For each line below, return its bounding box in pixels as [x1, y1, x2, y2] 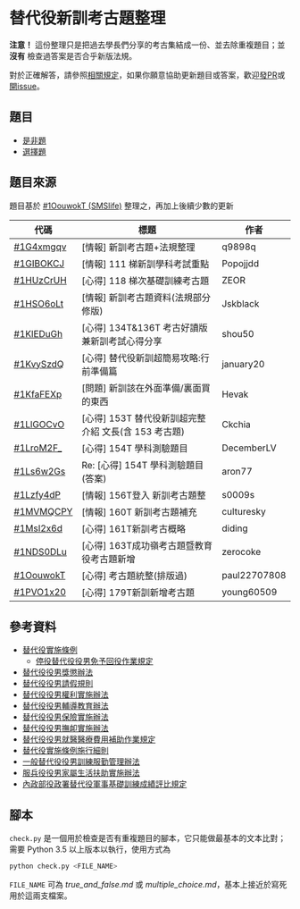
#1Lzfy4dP [13, 488, 61, 501]
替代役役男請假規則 [21, 678, 94, 689]
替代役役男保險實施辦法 [21, 711, 109, 722]
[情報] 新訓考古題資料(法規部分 [81, 291, 212, 304]
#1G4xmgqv [13, 240, 67, 253]
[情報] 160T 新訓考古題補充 [81, 506, 198, 518]
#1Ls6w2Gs [13, 465, 66, 477]
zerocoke [221, 545, 262, 558]
